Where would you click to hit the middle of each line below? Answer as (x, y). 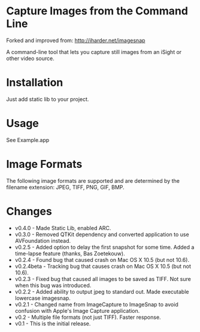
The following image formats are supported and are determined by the (93, 180)
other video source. (31, 58)
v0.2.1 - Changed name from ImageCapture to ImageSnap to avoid (96, 304)
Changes (29, 211)
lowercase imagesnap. (43, 298)
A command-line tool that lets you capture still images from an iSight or (94, 52)
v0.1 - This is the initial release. (53, 323)
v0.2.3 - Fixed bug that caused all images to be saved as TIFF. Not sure (103, 279)
